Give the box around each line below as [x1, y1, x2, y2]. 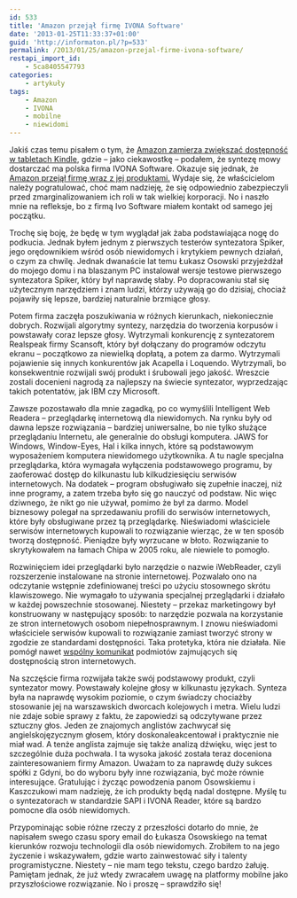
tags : [9, 87, 29, 96]
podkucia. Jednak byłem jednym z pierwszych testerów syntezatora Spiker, [9, 237, 285, 247]
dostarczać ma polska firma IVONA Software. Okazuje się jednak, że [9, 163, 260, 174]
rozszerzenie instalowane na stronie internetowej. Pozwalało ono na [9, 571, 257, 582]
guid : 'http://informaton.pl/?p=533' [9, 37, 149, 47]
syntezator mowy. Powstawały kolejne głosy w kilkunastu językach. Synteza [9, 683, 287, 692]
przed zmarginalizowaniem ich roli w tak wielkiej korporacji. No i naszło [9, 191, 270, 202]
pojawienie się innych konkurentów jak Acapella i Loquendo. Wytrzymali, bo [9, 358, 286, 368]
